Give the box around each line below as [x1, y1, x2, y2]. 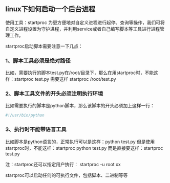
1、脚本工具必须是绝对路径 [5, 57, 71, 64]
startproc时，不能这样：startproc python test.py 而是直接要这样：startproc [5, 145, 163, 151]
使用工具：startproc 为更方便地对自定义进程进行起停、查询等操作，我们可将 [5, 19, 165, 26]
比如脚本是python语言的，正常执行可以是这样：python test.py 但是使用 [5, 139, 155, 145]
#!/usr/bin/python [5, 113, 45, 118]
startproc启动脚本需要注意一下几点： [5, 43, 83, 49]
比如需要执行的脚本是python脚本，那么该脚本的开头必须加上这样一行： [5, 103, 155, 109]
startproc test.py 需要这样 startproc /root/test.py [14, 76, 116, 82]
